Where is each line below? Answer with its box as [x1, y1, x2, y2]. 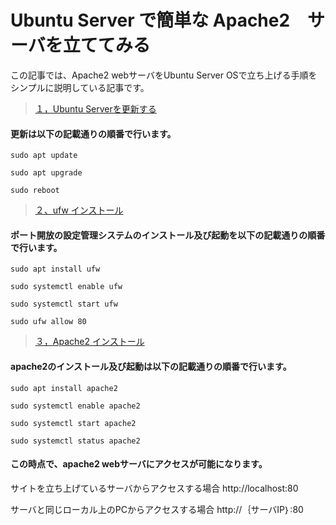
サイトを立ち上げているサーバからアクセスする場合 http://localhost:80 [10, 482, 299, 494]
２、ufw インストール [34, 204, 124, 216]
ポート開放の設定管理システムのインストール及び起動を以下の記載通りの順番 [10, 229, 326, 241]
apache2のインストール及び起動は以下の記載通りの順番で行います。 [10, 360, 292, 372]
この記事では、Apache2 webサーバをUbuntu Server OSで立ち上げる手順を [10, 69, 318, 81]
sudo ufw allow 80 [10, 317, 87, 327]
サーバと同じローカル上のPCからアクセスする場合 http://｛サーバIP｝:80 [10, 503, 304, 515]
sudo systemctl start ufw [10, 299, 118, 310]
